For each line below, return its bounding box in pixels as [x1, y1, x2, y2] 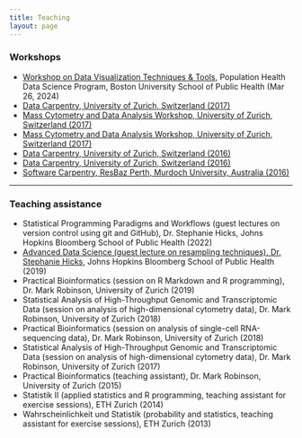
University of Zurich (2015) [22, 381, 122, 391]
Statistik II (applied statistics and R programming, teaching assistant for [22, 390, 287, 400]
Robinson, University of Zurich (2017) [22, 361, 161, 372]
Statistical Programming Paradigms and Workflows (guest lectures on [22, 218, 280, 229]
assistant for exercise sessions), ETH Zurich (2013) [22, 418, 211, 429]
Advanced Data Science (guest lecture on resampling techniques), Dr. [22, 247, 281, 258]
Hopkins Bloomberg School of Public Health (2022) [22, 237, 213, 248]
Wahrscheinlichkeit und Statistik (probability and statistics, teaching [22, 409, 274, 420]
